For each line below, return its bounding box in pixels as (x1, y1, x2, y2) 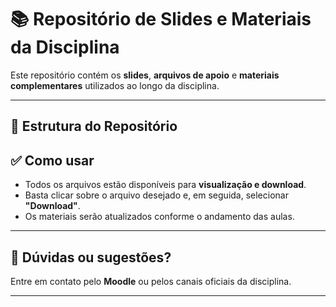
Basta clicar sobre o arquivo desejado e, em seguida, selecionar (24, 189, 289, 201)
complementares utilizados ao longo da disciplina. (10, 79, 220, 91)
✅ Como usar (10, 152, 95, 169)
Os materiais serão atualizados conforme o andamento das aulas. (24, 211, 295, 223)
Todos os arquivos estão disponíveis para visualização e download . (24, 179, 307, 191)
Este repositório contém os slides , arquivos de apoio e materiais (10, 69, 280, 81)
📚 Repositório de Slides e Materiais (10, 8, 312, 31)
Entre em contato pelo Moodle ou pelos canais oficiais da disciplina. (10, 275, 292, 287)
